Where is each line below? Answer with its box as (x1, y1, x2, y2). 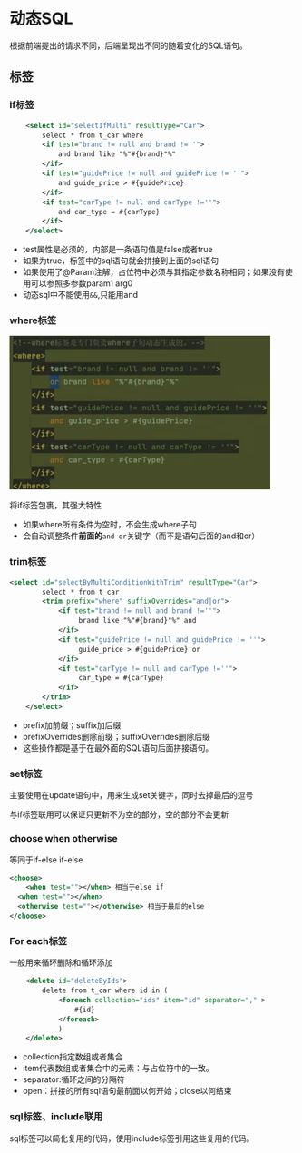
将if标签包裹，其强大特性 (9, 500, 102, 511)
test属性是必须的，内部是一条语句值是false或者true (22, 244, 213, 255)
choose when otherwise (9, 833, 118, 845)
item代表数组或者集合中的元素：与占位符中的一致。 (22, 1063, 215, 1074)
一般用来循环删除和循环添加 (9, 957, 113, 968)
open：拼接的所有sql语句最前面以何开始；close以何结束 (22, 1086, 232, 1097)
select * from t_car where (42, 131, 144, 140)
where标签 (9, 314, 57, 327)
